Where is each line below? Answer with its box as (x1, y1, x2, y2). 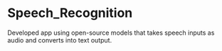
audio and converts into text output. (7, 35, 112, 44)
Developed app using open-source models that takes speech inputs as (7, 28, 215, 37)
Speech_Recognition (7, 5, 133, 21)
